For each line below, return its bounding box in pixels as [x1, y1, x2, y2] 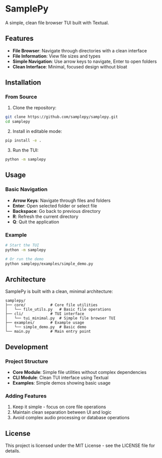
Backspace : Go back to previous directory [12, 208, 101, 214]
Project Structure [5, 358, 48, 365]
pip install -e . [5, 138, 42, 143]
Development [5, 343, 49, 351]
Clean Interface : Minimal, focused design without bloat [12, 63, 127, 69]
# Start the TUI [5, 243, 39, 248]
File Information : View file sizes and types [12, 53, 101, 59]
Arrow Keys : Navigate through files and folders [12, 197, 111, 203]
